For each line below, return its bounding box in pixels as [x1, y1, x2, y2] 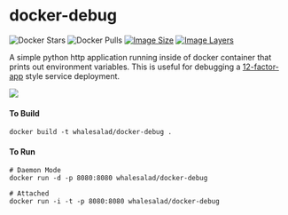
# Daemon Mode [9, 166, 62, 175]
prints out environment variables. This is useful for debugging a [9, 61, 241, 72]
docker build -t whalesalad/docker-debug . [9, 128, 173, 137]
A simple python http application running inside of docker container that [9, 52, 272, 62]
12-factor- [242, 61, 279, 72]
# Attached [9, 189, 50, 198]
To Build [9, 107, 40, 118]
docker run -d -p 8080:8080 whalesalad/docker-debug [9, 174, 208, 183]
